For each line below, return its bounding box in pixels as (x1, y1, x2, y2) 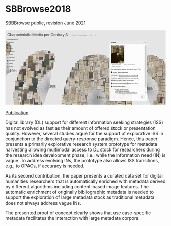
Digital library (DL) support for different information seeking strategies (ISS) (5, 119, 164, 125)
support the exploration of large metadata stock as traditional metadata (5, 194, 155, 200)
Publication (5, 110, 29, 116)
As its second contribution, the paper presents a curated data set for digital (5, 173, 163, 179)
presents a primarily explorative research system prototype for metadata (5, 141, 158, 147)
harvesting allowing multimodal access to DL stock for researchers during (5, 146, 160, 153)
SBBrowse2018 (5, 3, 71, 15)
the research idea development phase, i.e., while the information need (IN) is (5, 152, 166, 158)
